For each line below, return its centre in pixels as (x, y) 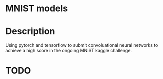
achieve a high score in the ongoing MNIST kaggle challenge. (68, 51)
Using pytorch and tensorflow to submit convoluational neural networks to (82, 45)
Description (30, 32)
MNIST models (37, 9)
